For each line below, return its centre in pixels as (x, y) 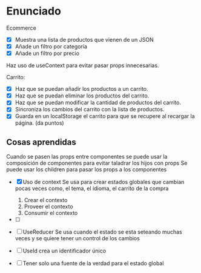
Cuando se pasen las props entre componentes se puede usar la (87, 157)
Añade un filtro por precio (47, 53)
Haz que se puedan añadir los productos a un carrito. (81, 89)
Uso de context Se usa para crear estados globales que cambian (104, 182)
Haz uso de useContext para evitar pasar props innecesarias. (83, 65)
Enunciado (34, 11)
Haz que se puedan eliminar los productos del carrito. (82, 96)
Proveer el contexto (49, 206)
